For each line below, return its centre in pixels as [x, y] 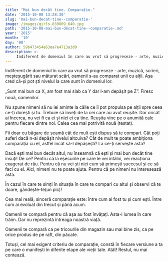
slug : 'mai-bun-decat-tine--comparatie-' [49, 19]
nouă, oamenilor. [22, 98]
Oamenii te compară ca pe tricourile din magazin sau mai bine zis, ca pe [79, 229]
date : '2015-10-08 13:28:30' [35, 15]
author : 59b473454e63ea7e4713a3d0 [41, 47]
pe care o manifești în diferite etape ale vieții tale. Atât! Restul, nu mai [76, 250]
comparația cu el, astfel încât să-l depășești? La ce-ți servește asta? [75, 144]
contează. [15, 255]
